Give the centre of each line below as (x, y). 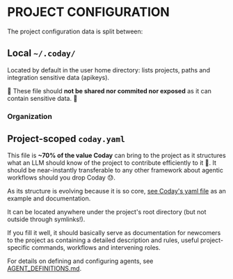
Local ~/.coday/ (41, 53)
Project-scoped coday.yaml (66, 139)
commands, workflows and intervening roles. (96, 248)
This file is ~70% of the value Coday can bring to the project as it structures (116, 156)
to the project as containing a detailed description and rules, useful (103, 240)
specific (19, 248)
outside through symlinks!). (46, 219)
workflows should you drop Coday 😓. (62, 177)
